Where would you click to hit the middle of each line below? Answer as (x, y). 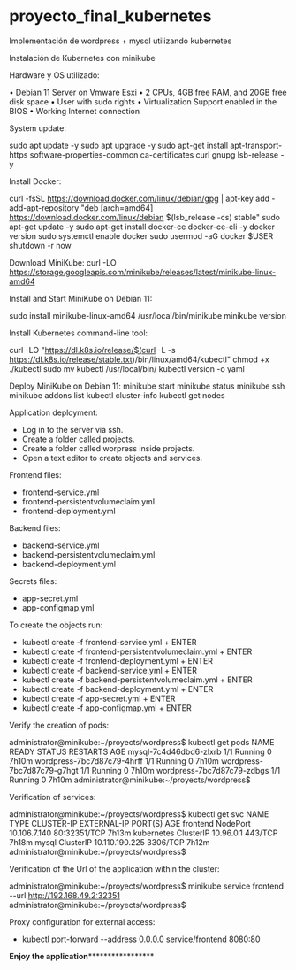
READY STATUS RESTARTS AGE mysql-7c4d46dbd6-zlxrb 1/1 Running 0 (140, 751)
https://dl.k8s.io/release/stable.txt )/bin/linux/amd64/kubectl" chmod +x (139, 359)
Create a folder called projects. (78, 439)
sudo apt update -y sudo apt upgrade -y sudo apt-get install (118, 145)
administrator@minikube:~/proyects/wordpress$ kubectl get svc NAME (139, 814)
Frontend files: (35, 474)
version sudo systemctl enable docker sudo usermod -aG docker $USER (141, 235)
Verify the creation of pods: (59, 725)
